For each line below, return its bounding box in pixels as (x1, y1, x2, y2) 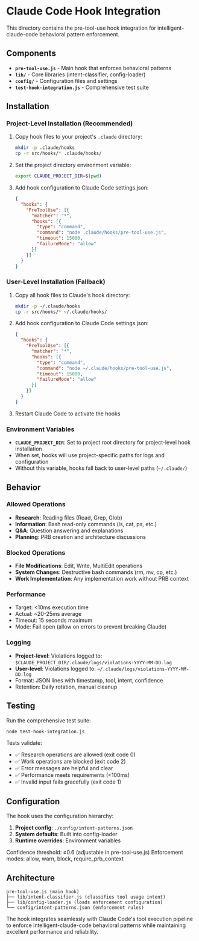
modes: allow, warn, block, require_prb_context (6, 855, 124, 862)
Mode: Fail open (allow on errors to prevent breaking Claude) (14, 623, 167, 630)
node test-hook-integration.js (6, 728, 85, 735)
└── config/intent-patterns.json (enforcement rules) (6, 905, 145, 911)
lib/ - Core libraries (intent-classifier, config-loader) (14, 71, 146, 78)
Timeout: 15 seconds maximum (14, 616, 92, 624)
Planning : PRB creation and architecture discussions (14, 533, 147, 540)
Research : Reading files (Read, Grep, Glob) (14, 513, 122, 521)
